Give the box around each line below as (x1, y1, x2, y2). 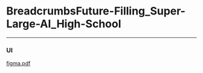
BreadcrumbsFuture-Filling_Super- (6, 4, 186, 18)
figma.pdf (6, 60, 31, 67)
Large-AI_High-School (6, 17, 121, 31)
